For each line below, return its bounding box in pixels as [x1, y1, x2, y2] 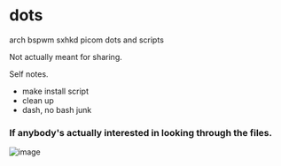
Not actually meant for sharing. [9, 51, 122, 62]
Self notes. [9, 68, 49, 79]
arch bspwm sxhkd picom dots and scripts [9, 34, 164, 45]
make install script [21, 86, 90, 96]
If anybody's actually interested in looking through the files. [9, 126, 273, 139]
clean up [21, 94, 55, 106]
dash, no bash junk [21, 104, 92, 115]
